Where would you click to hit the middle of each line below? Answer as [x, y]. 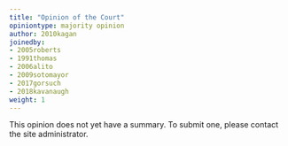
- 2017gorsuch [35, 83]
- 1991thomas [33, 58]
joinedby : [27, 42]
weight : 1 [27, 100]
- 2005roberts [35, 50]
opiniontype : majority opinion [67, 26]
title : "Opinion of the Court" [67, 17]
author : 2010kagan [43, 34]
